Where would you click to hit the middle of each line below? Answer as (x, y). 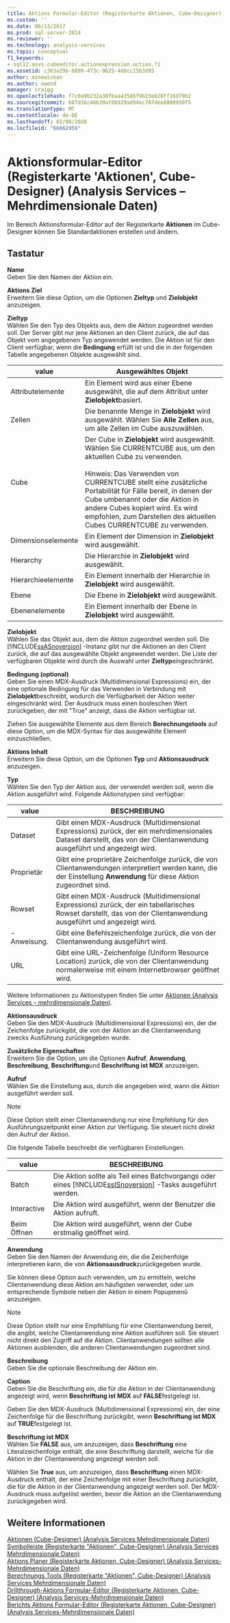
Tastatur (26, 253)
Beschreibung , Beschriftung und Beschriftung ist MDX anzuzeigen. (103, 1066)
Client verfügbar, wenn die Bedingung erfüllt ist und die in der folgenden (110, 347)
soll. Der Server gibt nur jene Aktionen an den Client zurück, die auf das (108, 333)
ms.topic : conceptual (38, 52)
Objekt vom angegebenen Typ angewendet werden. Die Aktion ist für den (111, 340)
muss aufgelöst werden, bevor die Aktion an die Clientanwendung (129, 1494)
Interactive (28, 1209)
